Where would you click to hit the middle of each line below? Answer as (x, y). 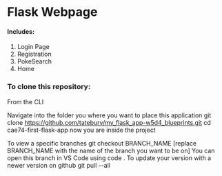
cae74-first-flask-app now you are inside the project (82, 130)
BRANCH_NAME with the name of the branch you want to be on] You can (111, 150)
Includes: (21, 31)
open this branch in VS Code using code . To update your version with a (109, 158)
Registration (34, 54)
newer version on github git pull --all (59, 165)
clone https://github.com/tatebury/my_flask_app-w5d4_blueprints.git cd (109, 122)
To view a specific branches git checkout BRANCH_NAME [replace (102, 143)
